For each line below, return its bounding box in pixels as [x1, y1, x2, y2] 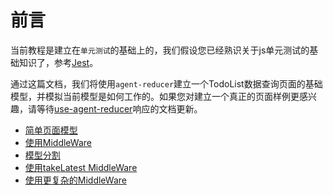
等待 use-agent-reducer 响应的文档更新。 [36, 102, 203, 115]
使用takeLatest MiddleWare [24, 161, 138, 173]
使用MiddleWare [24, 136, 92, 148]
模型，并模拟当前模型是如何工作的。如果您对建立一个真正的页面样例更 [10, 90, 300, 102]
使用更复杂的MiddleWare [24, 174, 127, 186]
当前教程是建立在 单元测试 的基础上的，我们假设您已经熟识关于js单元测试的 [10, 44, 310, 56]
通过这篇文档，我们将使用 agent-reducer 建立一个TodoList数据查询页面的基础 [10, 77, 323, 90]
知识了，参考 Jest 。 [18, 56, 99, 68]
